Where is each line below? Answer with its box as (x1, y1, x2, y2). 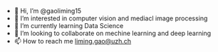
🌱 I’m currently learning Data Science (14, 22, 124, 30)
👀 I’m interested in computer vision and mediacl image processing (14, 14, 208, 22)
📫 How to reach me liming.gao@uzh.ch (14, 37, 132, 45)
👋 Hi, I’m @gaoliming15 (14, 7, 82, 15)
